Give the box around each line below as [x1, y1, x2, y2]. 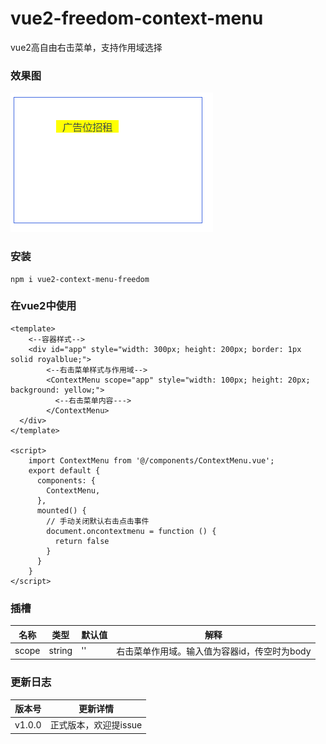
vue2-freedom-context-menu [10, 7, 264, 30]
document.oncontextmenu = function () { [46, 526, 217, 536]
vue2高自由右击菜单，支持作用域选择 [10, 41, 163, 53]
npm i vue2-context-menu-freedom [10, 274, 150, 284]
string [48, 645, 73, 657]
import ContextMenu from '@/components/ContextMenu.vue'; [28, 455, 275, 466]
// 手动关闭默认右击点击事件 [46, 516, 150, 526]
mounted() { [36, 505, 87, 516]
